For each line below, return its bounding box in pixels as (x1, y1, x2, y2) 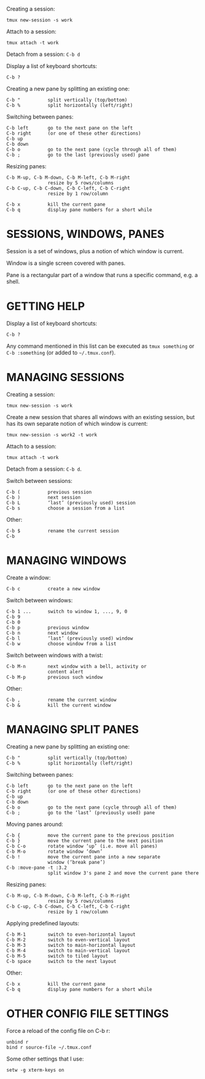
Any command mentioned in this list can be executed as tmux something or (6, 342, 195, 350)
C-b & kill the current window (6, 702, 112, 708)
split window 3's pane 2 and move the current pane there (47, 869, 199, 876)
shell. (6, 278, 20, 285)
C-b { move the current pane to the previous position (6, 832, 174, 838)
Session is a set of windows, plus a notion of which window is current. (6, 247, 184, 254)
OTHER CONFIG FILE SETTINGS (6, 1006, 169, 1021)
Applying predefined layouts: (6, 919, 80, 927)
